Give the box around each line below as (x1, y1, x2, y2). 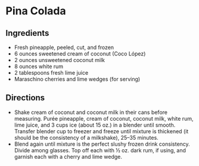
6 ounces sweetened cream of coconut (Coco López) (14, 50, 146, 57)
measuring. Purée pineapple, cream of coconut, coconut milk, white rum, (14, 115, 194, 122)
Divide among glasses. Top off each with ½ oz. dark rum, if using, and (14, 146, 186, 153)
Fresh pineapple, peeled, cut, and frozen (14, 44, 114, 51)
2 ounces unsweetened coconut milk (14, 57, 105, 63)
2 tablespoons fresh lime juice (14, 69, 89, 76)
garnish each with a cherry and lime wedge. (14, 153, 123, 160)
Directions (5, 93, 45, 103)
